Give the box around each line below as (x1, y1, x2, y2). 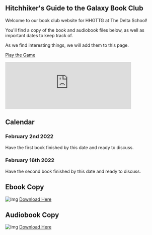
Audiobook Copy (5, 211, 59, 219)
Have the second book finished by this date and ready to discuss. (5, 168, 141, 174)
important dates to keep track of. (5, 32, 73, 38)
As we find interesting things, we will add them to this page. (5, 42, 129, 48)
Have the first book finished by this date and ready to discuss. (5, 144, 134, 150)
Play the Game (5, 52, 36, 58)
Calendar (5, 118, 35, 127)
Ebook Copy (5, 183, 44, 191)
